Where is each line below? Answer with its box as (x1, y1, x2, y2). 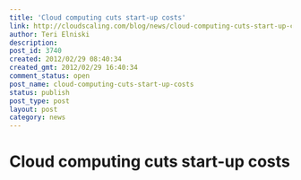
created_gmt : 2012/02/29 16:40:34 (9, 64, 139, 73)
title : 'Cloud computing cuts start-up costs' (9, 13, 186, 22)
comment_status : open (9, 72, 90, 81)
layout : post (9, 105, 58, 114)
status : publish (9, 88, 70, 97)
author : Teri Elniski (9, 30, 90, 39)
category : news (9, 113, 66, 122)
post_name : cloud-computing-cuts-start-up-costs (9, 80, 194, 89)
